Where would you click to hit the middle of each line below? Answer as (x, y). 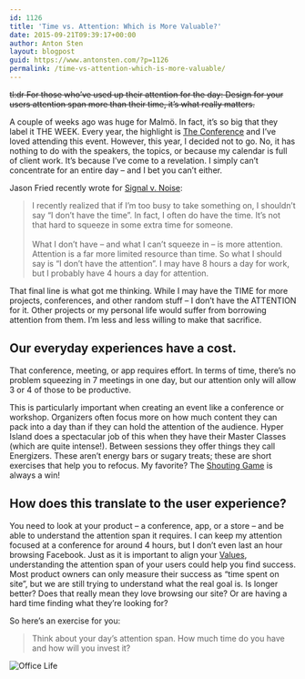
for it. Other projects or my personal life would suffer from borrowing (138, 309)
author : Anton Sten (46, 43)
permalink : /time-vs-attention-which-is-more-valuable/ (117, 69)
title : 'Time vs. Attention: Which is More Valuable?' (116, 26)
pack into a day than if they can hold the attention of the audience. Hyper (147, 426)
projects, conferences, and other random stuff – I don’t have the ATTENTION (153, 300)
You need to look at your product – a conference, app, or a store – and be (147, 525)
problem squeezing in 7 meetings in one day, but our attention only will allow (153, 380)
